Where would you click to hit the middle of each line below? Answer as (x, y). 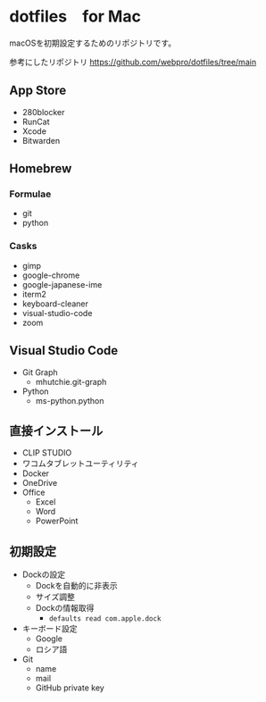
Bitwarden (41, 140)
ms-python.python (70, 400)
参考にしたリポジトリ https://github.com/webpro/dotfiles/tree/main (133, 62)
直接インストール (56, 431)
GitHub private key (70, 688)
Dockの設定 (43, 574)
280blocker (43, 112)
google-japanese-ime (62, 284)
